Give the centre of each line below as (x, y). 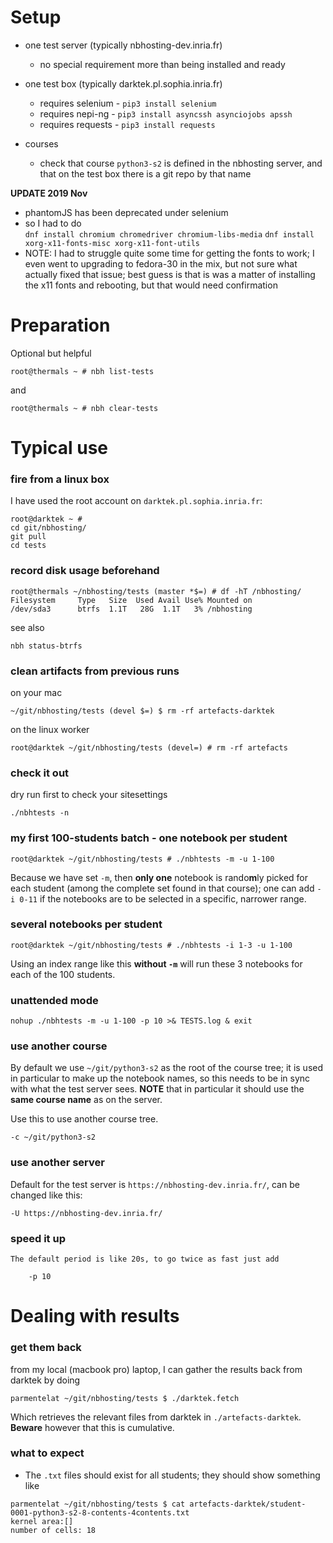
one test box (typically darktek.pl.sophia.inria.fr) (123, 83)
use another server (57, 1163)
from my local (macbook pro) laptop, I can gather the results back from (156, 1369)
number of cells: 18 (53, 1530)
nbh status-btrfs (46, 646)
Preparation (60, 325)
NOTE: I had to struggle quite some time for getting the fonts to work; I (169, 253)
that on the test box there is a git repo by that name (145, 173)
